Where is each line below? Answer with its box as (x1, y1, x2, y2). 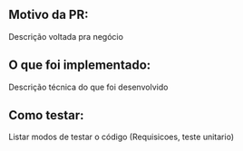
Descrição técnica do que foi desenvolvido (8, 81, 169, 92)
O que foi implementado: (8, 58, 151, 73)
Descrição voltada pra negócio (8, 31, 124, 42)
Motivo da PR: (8, 7, 89, 23)
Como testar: (8, 108, 84, 123)
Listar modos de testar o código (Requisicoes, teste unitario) (8, 131, 235, 143)
